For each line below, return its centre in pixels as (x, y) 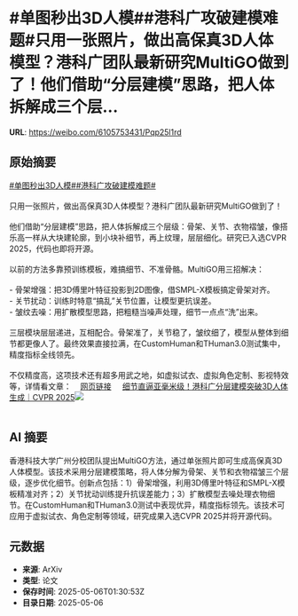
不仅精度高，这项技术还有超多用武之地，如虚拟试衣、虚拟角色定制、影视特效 (149, 375)
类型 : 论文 (40, 580)
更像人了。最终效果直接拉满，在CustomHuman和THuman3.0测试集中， (155, 344)
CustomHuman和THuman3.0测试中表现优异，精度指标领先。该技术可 (159, 505)
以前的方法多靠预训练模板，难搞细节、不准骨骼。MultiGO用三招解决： (137, 269)
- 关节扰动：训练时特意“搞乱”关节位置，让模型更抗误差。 (113, 300)
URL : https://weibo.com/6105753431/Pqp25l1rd (95, 132)
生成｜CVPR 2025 (42, 397)
